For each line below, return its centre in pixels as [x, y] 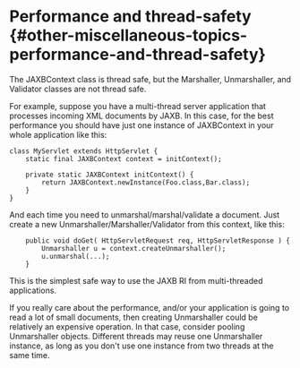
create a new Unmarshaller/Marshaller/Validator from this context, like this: [147, 224]
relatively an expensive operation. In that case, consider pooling [127, 326]
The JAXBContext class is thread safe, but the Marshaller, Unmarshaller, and [150, 79]
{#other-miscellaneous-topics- [129, 35]
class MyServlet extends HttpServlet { [84, 151]
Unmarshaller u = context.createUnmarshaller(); [134, 248]
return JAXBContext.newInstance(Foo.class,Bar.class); [146, 182]
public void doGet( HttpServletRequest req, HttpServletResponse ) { [158, 240]
